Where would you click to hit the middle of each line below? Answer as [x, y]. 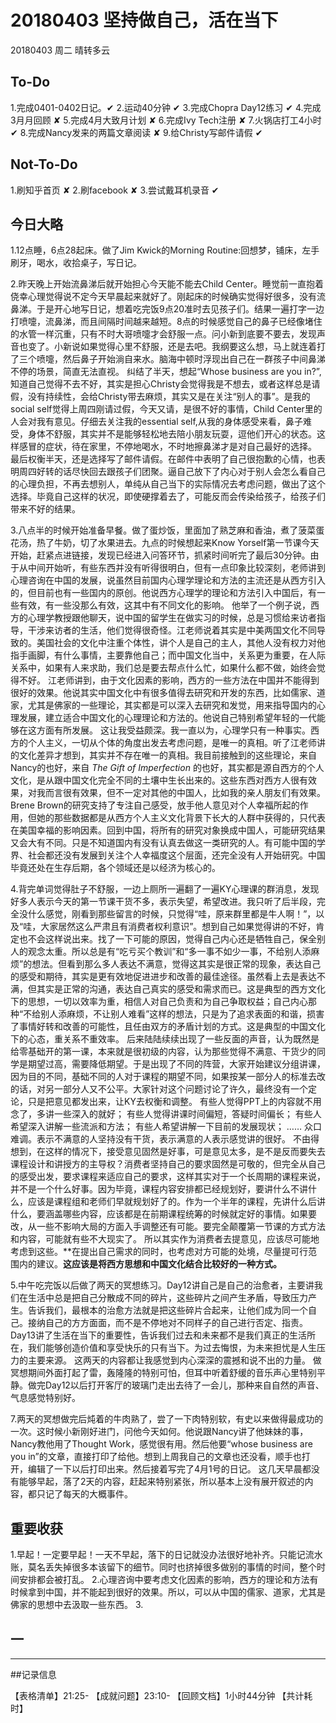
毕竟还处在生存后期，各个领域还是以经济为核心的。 [115, 868]
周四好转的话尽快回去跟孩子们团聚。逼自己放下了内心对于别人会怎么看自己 [172, 472]
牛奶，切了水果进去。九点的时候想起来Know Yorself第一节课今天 [186, 543]
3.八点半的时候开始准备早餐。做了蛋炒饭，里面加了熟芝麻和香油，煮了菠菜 [163, 530]
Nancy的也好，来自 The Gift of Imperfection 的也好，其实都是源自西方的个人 [167, 768]
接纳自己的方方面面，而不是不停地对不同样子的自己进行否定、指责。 [167, 1323]
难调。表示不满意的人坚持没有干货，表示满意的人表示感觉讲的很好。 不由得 [165, 1139]
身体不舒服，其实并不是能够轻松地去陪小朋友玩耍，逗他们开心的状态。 [172, 434]
